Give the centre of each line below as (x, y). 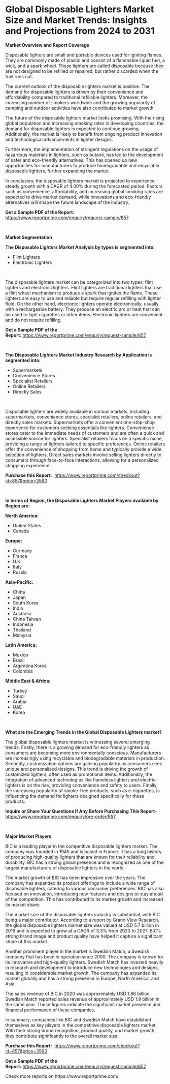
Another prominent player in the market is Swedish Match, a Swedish (77, 951)
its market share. (23, 905)
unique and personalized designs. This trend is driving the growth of (77, 769)
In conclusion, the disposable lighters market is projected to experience (80, 180)
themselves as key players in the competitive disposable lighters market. (81, 1025)
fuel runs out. (19, 76)
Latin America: (21, 645)
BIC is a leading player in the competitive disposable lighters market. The (81, 846)
